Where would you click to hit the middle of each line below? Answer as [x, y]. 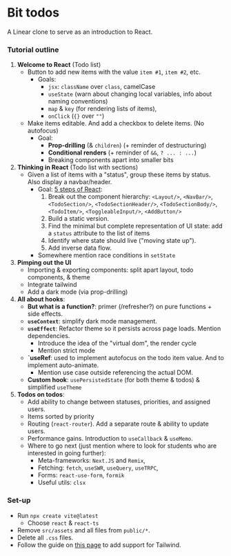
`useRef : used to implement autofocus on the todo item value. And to [125, 358]
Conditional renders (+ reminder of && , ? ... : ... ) [122, 152]
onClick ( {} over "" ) [76, 116]
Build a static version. [79, 219]
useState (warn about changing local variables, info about [130, 94]
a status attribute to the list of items [99, 233]
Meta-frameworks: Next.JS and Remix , [92, 461]
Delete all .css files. [45, 537]
